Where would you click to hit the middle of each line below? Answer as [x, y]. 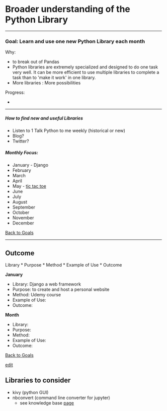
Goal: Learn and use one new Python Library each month [75, 41]
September [24, 207]
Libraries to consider [38, 380]
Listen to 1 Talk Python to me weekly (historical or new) [69, 131]
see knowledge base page [47, 403]
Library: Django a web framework [46, 284]
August [20, 202]
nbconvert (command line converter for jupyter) [61, 398]
